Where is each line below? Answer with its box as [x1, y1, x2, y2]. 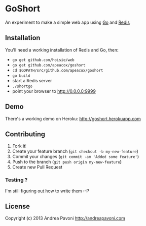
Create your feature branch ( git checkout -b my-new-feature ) [12, 148, 139, 154]
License [5, 202, 30, 211]
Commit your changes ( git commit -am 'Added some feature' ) [12, 154, 139, 160]
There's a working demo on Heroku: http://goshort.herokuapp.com [5, 115, 141, 121]
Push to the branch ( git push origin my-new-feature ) [12, 159, 122, 165]
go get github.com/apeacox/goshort [12, 62, 86, 67]
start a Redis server [12, 77, 52, 83]
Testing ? [5, 176, 28, 183]
